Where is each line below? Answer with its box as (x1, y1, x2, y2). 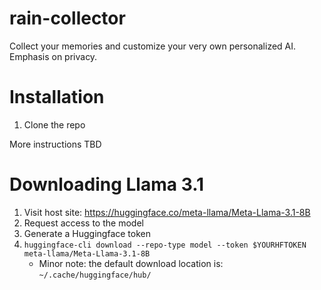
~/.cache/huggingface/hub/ (38, 270, 152, 280)
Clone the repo (23, 118, 86, 131)
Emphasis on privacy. (9, 50, 98, 62)
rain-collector (9, 7, 126, 30)
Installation (9, 86, 105, 109)
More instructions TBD (9, 138, 102, 150)
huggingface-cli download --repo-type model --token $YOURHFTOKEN (23, 240, 307, 250)
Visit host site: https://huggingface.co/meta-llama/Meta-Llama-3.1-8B (23, 206, 311, 218)
